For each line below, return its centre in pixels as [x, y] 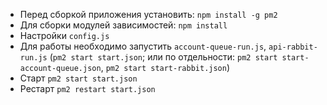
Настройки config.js [64, 35]
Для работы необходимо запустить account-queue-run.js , [143, 46]
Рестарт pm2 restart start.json [87, 88]
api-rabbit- [293, 47]
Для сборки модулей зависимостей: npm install [123, 25]
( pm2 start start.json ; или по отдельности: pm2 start [163, 57]
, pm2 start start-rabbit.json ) [165, 67]
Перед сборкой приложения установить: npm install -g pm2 [148, 14]
